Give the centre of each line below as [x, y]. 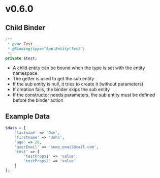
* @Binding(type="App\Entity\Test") [46, 49]
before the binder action [38, 100]
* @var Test [20, 44]
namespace [25, 73]
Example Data [28, 116]
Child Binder [25, 28]
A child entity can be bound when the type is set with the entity [79, 68]
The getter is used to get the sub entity [53, 79]
